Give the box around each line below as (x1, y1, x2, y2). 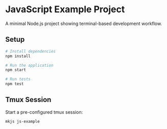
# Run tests (5, 76, 31, 82)
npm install (5, 54, 31, 59)
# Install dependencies (5, 48, 56, 54)
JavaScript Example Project (5, 4, 125, 15)
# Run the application (5, 63, 54, 68)
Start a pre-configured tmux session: (5, 109, 83, 115)
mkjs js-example (5, 119, 40, 124)
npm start (5, 67, 27, 72)
